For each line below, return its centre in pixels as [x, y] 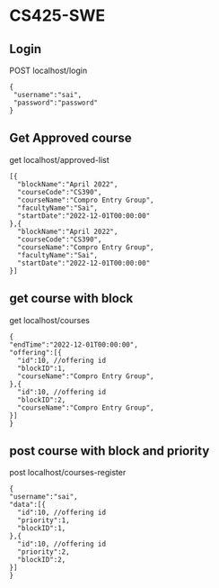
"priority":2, [44, 552]
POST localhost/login [48, 70]
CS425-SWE [57, 16]
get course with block [71, 299]
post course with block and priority [109, 451]
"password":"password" [56, 103]
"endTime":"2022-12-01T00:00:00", [74, 344]
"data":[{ [28, 505]
